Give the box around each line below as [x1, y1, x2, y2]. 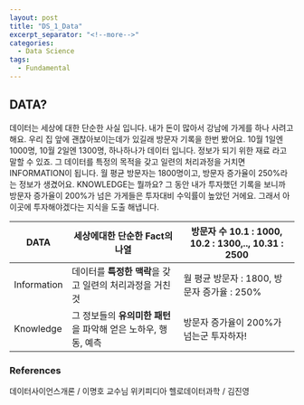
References [9, 363, 62, 376]
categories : [9, 38, 54, 48]
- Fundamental [17, 64, 71, 73]
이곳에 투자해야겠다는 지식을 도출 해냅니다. [9, 201, 160, 212]
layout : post [9, 13, 59, 23]
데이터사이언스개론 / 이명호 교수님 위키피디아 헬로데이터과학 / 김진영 [9, 385, 251, 396]
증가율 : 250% [202, 286, 262, 298]
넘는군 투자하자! [183, 329, 247, 342]
